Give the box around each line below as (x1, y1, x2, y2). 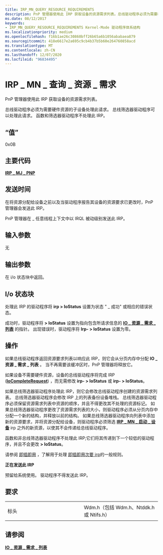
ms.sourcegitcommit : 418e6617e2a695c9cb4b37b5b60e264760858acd (5, 39, 136, 44)
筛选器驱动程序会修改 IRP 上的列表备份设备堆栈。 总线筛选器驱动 (23, 394, 153, 400)
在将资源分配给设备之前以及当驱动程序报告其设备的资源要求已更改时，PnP (5, 199, 154, 205)
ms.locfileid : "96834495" (5, 57, 57, 62)
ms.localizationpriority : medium (5, 30, 73, 35)
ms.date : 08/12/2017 (5, 16, 47, 21)
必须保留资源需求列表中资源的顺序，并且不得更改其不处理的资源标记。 (9, 400, 149, 406)
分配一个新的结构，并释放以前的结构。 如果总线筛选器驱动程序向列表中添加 (5, 413, 155, 418)
